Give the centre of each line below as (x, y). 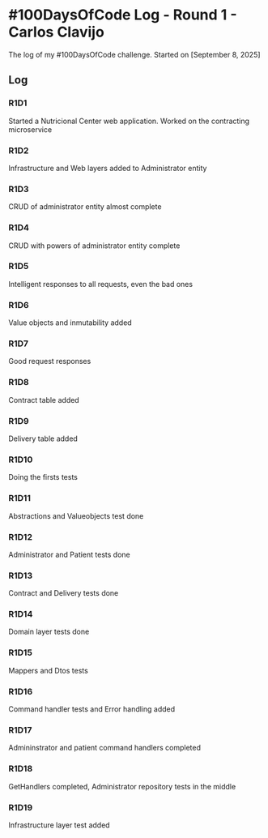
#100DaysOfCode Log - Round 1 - (123, 15)
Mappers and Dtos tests (49, 670)
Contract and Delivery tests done (64, 593)
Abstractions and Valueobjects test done (76, 515)
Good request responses (50, 361)
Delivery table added (43, 438)
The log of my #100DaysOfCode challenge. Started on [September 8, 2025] (134, 54)
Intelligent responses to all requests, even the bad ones (100, 284)
